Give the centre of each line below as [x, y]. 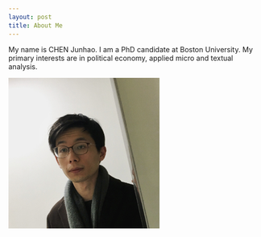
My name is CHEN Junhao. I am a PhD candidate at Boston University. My [131, 49]
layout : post [30, 17]
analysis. [23, 66]
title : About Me [35, 25]
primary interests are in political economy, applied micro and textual [121, 58]
